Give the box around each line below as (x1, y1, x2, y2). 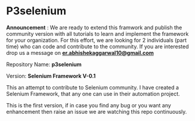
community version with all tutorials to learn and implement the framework (6, 30, 189, 37)
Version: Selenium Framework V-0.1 (6, 72, 96, 79)
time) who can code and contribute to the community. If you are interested (6, 43, 189, 50)
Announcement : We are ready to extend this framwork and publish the (6, 24, 182, 31)
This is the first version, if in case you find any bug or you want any (6, 101, 171, 108)
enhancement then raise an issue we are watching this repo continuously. (6, 108, 187, 115)
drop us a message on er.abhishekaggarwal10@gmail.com (6, 49, 154, 56)
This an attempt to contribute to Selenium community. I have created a (6, 83, 179, 91)
